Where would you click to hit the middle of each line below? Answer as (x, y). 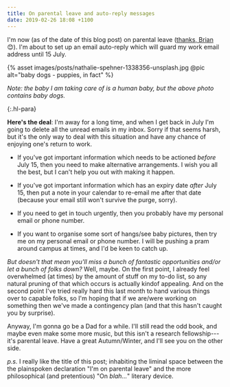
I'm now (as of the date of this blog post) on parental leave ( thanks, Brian (111, 39)
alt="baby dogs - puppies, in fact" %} (60, 75)
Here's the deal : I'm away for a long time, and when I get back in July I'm (111, 122)
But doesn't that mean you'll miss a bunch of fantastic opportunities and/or (114, 261)
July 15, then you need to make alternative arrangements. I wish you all (117, 164)
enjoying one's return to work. (50, 144)
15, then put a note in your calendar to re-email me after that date (109, 192)
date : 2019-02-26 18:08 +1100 (50, 20)
